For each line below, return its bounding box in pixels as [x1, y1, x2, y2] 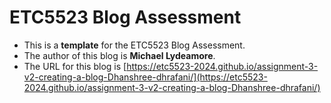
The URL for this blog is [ [23, 60, 127, 72]
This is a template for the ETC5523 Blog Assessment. [23, 39, 246, 51]
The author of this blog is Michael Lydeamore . [23, 49, 216, 61]
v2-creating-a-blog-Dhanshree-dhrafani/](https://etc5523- [23, 71, 268, 83]
